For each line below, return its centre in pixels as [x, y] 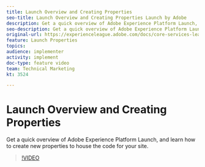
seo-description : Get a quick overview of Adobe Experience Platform [97, 29]
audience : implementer [35, 52]
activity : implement [33, 57]
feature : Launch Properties [42, 40]
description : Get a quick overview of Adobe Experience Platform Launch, [102, 23]
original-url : [24, 35]
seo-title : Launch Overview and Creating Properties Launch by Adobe [97, 18]
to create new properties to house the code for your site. [77, 146]
